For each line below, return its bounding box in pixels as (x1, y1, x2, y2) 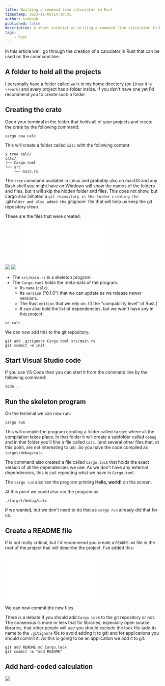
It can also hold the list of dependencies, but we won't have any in (19, 306, 154, 311)
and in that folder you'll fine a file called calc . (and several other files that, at (5, 439, 160, 445)
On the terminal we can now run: (5, 411, 71, 416)
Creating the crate (5, 105, 62, 114)
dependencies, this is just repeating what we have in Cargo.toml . (5, 470, 136, 476)
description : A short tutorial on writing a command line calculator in (5, 26, 157, 31)
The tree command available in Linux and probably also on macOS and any (5, 177, 158, 183)
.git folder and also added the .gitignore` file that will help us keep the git (5, 198, 152, 205)
